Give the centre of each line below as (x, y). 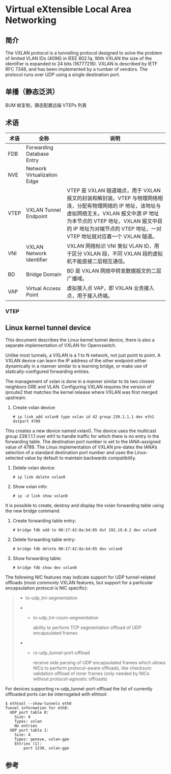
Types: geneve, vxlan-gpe (42, 739)
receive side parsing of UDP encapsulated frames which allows (99, 663)
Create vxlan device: (34, 408)
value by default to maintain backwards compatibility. (80, 458)
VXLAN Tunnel (44, 210)
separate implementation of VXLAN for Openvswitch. (61, 345)
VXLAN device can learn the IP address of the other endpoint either (76, 361)
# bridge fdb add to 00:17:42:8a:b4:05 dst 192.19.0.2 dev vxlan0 (84, 530)
